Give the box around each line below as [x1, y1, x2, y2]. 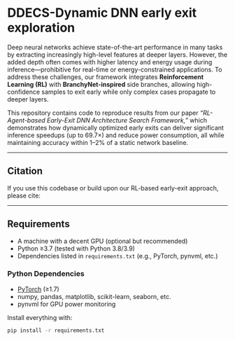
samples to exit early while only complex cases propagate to [41, 88, 216, 96]
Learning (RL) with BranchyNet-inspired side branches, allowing [7, 80, 196, 88]
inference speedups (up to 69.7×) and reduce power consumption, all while [7, 131, 225, 139]
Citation [7, 165, 43, 177]
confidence [7, 88, 41, 96]
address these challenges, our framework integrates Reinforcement [7, 72, 204, 81]
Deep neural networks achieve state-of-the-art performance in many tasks [7, 43, 223, 51]
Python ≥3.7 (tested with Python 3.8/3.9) [17, 244, 135, 253]
